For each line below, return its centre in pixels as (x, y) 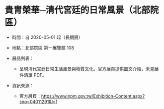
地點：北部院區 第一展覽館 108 (43, 48)
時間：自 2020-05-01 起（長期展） (47, 37)
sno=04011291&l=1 (38, 102)
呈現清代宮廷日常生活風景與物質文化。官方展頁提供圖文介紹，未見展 (89, 69)
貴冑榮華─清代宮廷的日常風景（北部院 (82, 10)
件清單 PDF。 (33, 75)
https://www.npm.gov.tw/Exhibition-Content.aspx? (93, 96)
